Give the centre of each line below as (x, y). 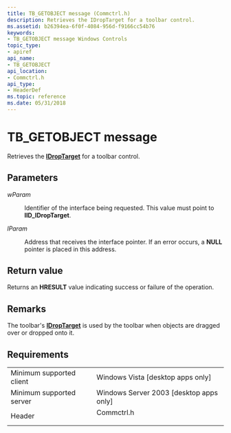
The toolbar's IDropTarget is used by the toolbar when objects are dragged (113, 326)
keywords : (21, 33)
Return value (35, 271)
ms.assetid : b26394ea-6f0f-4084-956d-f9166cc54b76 (81, 26)
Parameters (33, 178)
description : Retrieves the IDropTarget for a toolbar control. (101, 20)
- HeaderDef (24, 90)
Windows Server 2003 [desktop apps (157, 393)
